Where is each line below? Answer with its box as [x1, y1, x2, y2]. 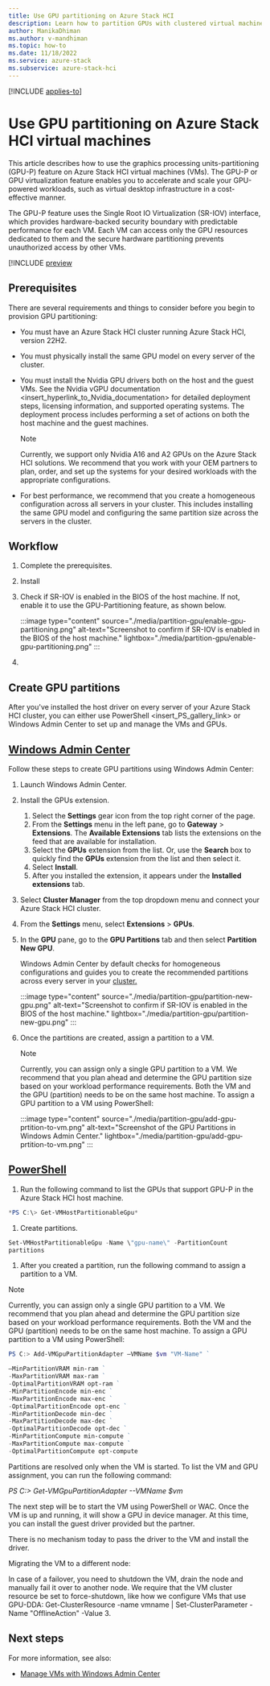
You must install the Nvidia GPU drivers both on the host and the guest [19, 375, 255, 385]
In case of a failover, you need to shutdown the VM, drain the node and [8, 1574, 243, 1584]
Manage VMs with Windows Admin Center [19, 1668, 161, 1678]
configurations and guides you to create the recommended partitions [19, 967, 249, 977]
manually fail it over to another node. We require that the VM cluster [8, 1582, 233, 1592]
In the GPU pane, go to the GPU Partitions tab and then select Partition [19, 934, 257, 944]
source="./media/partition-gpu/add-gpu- [101, 1113, 237, 1124]
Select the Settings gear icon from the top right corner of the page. [31, 810, 256, 820]
